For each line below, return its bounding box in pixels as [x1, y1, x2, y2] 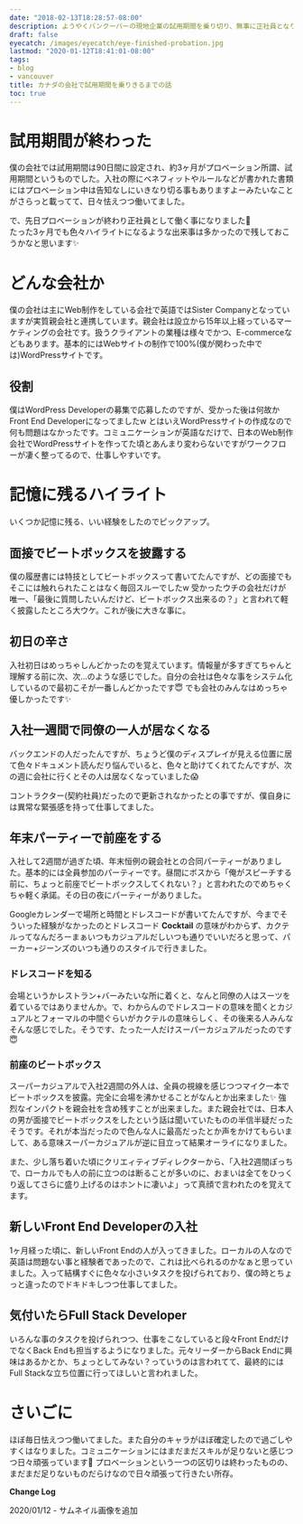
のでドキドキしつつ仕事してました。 [48, 1278, 183, 1289]
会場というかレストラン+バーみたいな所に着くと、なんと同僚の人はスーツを [9, 990, 291, 1001]
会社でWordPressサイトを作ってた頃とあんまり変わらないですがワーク [9, 438, 271, 449]
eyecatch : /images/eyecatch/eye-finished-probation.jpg [9, 38, 224, 48]
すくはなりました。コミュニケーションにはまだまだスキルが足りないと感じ [9, 1445, 286, 1456]
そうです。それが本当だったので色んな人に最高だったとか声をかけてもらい [9, 1125, 285, 1136]
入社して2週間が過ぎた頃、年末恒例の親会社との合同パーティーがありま [9, 856, 275, 867]
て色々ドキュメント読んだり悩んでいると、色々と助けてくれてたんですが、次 [9, 759, 292, 770]
